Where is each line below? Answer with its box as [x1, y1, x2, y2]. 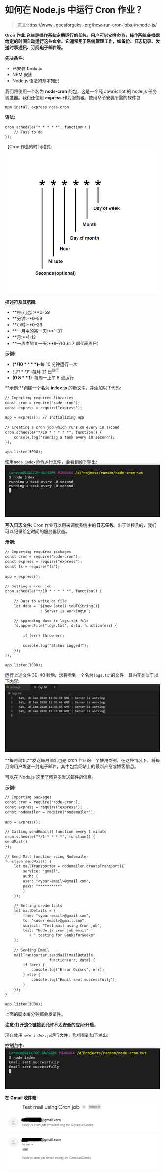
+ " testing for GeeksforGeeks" [29, 933, 96, 938]
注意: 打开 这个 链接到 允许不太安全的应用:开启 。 [5, 1022, 99, 1028]
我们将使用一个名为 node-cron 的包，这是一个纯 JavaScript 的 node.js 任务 [5, 88, 157, 94]
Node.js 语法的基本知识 [12, 77, 60, 84]
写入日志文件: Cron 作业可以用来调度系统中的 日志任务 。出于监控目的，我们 [5, 522, 157, 528]
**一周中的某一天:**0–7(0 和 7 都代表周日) [12, 340, 99, 346]
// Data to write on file [14, 598, 67, 604]
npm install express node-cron [5, 104, 69, 110]
